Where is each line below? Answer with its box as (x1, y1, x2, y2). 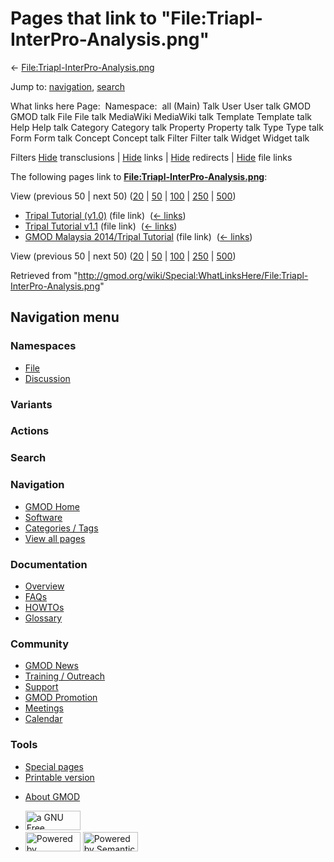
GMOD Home (24, 500, 80, 512)
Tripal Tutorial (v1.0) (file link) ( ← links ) (24, 209, 187, 221)
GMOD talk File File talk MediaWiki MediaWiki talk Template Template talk (10, 110, 312, 122)
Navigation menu (10, 309, 120, 326)
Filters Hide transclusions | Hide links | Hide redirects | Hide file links (10, 151, 293, 163)
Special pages (24, 760, 84, 772)
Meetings (24, 702, 64, 714)
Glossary (24, 612, 63, 624)
